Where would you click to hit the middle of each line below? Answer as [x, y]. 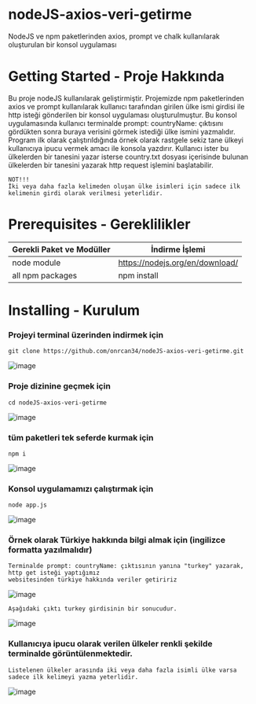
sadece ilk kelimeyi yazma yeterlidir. [73, 677]
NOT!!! [19, 179]
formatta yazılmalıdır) [50, 550]
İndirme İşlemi [178, 249]
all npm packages [45, 275]
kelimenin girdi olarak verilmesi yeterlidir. [86, 193]
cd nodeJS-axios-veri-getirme [58, 403]
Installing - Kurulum [74, 310]
